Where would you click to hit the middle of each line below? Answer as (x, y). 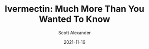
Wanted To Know (74, 19)
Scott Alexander (74, 33)
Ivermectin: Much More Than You (74, 9)
